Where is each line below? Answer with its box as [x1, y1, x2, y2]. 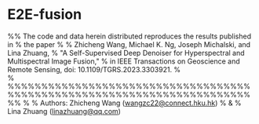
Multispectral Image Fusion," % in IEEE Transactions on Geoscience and [7, 57, 240, 66]
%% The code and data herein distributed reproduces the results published [7, 31, 252, 41]
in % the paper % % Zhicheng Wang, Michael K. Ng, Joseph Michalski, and [7, 39, 251, 49]
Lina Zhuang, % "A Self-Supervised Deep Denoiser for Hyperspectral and [7, 48, 245, 57]
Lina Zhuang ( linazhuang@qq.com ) [7, 106, 121, 115]
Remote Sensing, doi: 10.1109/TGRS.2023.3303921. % [7, 64, 181, 74]
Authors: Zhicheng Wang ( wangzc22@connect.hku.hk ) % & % [39, 98, 242, 108]
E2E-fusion [7, 5, 82, 24]
